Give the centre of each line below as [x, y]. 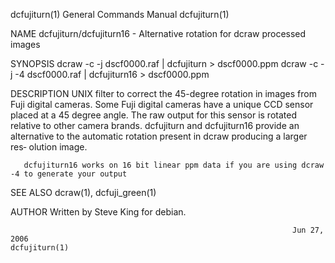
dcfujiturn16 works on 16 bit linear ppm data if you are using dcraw [174, 165]
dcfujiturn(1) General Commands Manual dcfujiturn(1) [120, 14]
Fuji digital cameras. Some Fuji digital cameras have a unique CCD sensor [162, 104]
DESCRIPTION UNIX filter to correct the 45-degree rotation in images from [163, 93]
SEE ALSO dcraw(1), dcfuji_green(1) [83, 192]
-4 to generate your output [69, 174]
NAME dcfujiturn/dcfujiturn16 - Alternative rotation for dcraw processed [158, 33]
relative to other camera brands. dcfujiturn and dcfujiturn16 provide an [155, 125]
